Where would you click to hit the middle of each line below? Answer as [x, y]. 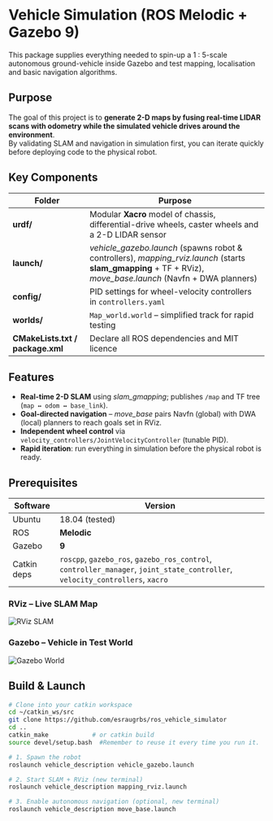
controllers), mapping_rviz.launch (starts [167, 258]
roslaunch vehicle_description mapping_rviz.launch [97, 787]
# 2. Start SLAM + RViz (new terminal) [76, 780]
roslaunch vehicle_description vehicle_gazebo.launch [102, 765]
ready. [31, 457]
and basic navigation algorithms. [63, 72]
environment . [32, 134]
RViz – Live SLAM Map [53, 604]
